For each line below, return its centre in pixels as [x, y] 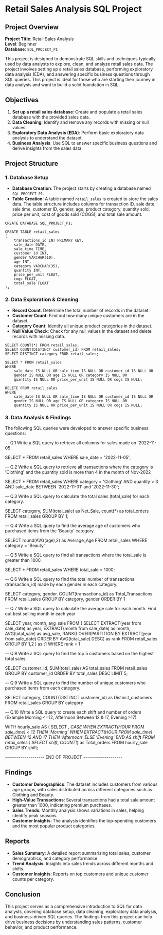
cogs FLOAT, [26, 279]
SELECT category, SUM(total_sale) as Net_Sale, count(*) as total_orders [77, 511]
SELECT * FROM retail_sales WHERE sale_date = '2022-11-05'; [68, 457]
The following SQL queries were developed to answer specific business [77, 428]
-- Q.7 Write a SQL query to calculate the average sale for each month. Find [81, 609]
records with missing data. [39, 336]
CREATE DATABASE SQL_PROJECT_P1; [39, 223]
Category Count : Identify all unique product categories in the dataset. [82, 326]
